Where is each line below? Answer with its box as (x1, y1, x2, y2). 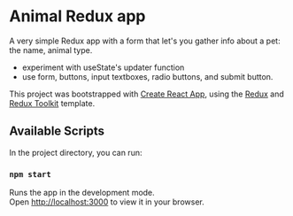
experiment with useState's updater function (21, 62, 185, 73)
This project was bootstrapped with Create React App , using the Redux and (9, 89, 285, 99)
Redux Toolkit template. (9, 97, 96, 108)
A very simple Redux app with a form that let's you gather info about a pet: (9, 35, 281, 46)
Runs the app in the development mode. (9, 188, 155, 198)
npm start (9, 169, 51, 179)
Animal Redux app (9, 6, 146, 27)
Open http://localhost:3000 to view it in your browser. (9, 197, 205, 207)
